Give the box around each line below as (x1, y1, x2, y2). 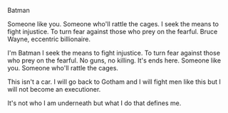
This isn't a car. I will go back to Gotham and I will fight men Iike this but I (7, 77, 221, 86)
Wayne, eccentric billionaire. (7, 35, 91, 43)
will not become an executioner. (7, 85, 101, 93)
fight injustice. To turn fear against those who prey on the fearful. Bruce (7, 28, 218, 36)
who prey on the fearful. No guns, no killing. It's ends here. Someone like (7, 56, 222, 65)
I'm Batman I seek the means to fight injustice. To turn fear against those (7, 49, 221, 57)
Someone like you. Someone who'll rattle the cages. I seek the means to (7, 20, 219, 28)
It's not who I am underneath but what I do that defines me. (7, 99, 182, 107)
